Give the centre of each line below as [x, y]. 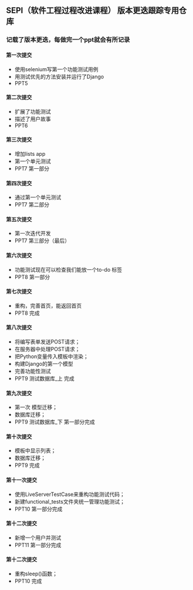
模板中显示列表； [35, 451]
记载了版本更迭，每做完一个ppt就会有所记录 [68, 40]
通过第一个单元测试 [38, 197]
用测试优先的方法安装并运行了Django [59, 76]
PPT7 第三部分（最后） [42, 241]
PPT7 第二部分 [32, 205]
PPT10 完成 [28, 581]
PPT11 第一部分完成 [38, 545]
